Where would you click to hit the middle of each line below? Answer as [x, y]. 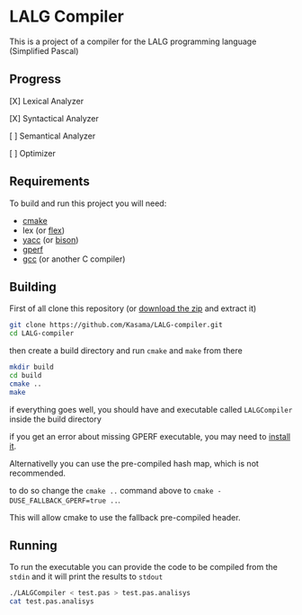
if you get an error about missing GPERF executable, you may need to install [150, 436]
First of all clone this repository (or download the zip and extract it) [133, 308]
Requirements [49, 182]
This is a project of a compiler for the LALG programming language [133, 41]
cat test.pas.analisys [52, 602]
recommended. [37, 473]
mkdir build [31, 367]
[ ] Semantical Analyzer [53, 136]
